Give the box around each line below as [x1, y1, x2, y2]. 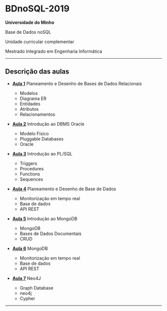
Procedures [19, 165, 44, 171]
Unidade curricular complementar [5, 38, 75, 45]
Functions [19, 171, 40, 177]
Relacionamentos [19, 111, 56, 117]
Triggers [19, 160, 37, 166]
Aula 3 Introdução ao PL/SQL [12, 151, 73, 156]
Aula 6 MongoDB [12, 245, 48, 251]
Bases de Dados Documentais [19, 231, 82, 236]
